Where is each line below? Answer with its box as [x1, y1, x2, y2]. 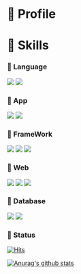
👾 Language [7, 62, 48, 71]
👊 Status [7, 230, 36, 240]
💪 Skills [7, 38, 50, 54]
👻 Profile [7, 6, 56, 22]
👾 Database [7, 196, 46, 206]
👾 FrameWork [7, 129, 53, 139]
